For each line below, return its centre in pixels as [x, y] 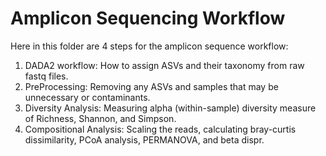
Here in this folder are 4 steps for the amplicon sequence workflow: [149, 46]
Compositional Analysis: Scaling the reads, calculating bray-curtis [160, 129]
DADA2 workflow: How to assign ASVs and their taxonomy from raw [164, 65]
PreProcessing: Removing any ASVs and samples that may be [151, 86]
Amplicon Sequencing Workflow [148, 18]
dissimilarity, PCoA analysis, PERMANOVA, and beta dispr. [144, 139]
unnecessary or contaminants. [87, 97]
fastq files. [46, 76]
